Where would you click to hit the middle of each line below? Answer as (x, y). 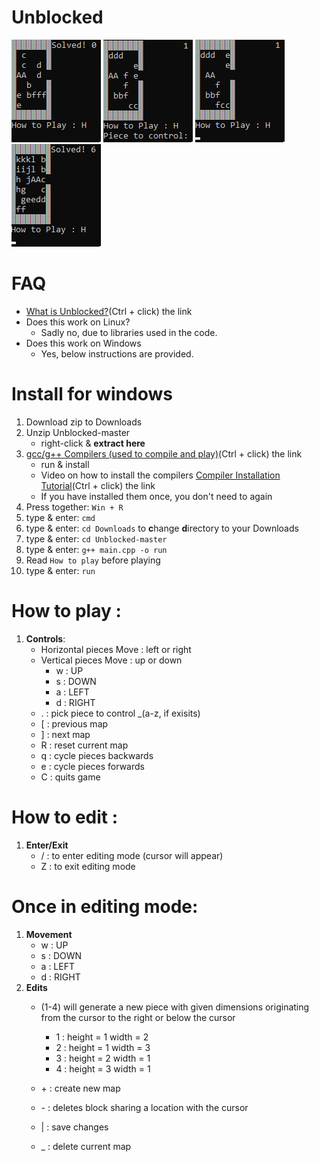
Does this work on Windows (83, 343)
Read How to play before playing (93, 560)
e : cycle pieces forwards (92, 766)
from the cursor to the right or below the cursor (138, 1017)
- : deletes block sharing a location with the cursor (144, 1107)
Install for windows (92, 394)
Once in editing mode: (105, 906)
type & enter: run (60, 570)
